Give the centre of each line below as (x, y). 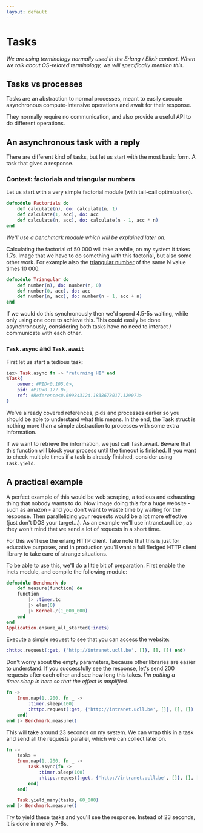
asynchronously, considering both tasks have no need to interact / (89, 327)
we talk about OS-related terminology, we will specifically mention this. (95, 65)
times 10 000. (23, 268)
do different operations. (36, 123)
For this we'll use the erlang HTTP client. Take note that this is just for (93, 540)
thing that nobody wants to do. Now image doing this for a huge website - (98, 503)
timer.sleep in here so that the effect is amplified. (68, 682)
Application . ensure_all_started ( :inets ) (58, 628)
